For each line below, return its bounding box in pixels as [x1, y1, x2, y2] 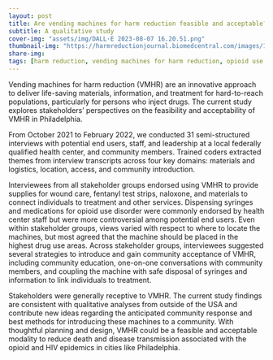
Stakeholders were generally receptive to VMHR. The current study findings [8, 290, 262, 301]
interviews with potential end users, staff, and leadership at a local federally [8, 138, 262, 148]
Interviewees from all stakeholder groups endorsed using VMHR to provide [8, 180, 258, 189]
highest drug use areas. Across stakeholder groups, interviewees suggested [8, 241, 264, 250]
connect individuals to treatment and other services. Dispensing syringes [8, 197, 253, 207]
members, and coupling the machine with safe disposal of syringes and [8, 266, 248, 276]
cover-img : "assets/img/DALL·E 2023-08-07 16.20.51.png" [8, 34, 206, 43]
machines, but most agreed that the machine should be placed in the [8, 232, 239, 241]
